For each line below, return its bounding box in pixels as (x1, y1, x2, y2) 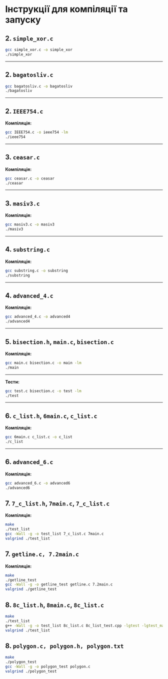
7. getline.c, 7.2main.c (5, 550, 79, 558)
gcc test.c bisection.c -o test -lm (5, 388, 81, 393)
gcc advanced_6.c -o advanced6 (5, 480, 70, 485)
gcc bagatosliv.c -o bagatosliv (5, 83, 72, 88)
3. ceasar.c (5, 153, 40, 161)
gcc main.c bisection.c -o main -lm (5, 360, 81, 365)
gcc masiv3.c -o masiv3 (5, 222, 55, 227)
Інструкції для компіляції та (5, 3, 128, 15)
